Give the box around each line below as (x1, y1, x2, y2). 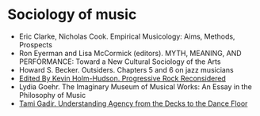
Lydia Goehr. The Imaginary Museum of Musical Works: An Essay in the (18, 81, 253, 92)
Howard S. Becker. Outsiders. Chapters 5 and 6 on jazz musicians (18, 65, 235, 74)
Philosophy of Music (18, 90, 86, 99)
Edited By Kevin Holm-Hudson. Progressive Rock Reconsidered (18, 73, 227, 83)
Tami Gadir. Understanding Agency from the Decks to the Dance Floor (18, 99, 248, 108)
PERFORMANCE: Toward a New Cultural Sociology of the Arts (18, 57, 221, 66)
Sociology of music (7, 6, 137, 24)
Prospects (18, 39, 53, 49)
